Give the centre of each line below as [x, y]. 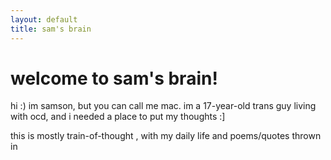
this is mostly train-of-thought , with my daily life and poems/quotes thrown [166, 136]
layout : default [44, 19]
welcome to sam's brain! [114, 78]
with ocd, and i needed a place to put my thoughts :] [118, 117]
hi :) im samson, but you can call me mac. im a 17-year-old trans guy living [163, 106]
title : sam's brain [51, 29]
